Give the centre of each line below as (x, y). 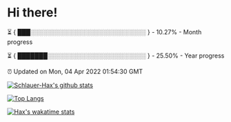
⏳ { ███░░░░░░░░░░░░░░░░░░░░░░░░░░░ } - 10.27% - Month (104, 32)
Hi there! (32, 13)
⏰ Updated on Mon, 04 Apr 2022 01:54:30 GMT (75, 71)
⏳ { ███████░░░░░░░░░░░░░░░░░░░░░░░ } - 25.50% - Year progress (116, 56)
